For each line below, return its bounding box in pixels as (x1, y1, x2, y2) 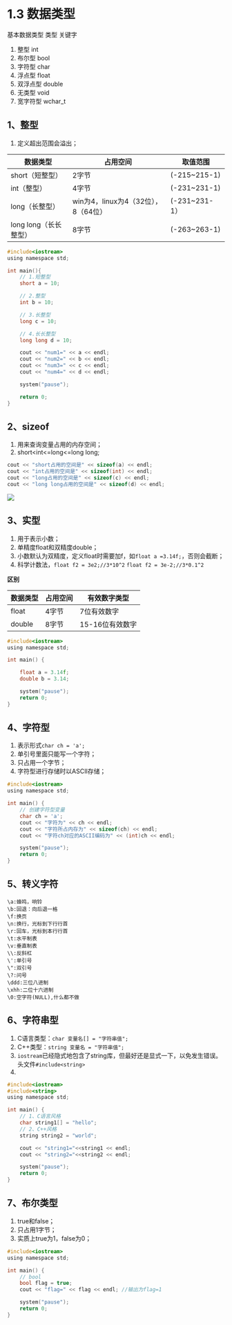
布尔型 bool (17, 53, 50, 62)
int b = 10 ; (19, 299, 54, 306)
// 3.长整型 (19, 311, 51, 318)
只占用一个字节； (17, 759, 66, 767)
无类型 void (17, 88, 50, 97)
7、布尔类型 (7, 1197, 59, 1209)
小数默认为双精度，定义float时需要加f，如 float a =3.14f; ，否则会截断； (17, 551, 224, 560)
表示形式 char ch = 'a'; (17, 741, 86, 750)
